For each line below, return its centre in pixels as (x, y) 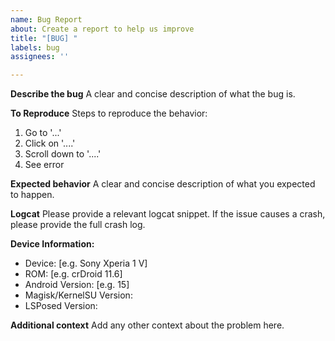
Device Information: (52, 244)
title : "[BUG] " (44, 38)
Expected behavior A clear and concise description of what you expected (163, 184)
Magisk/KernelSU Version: (78, 295)
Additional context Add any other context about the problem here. (147, 325)
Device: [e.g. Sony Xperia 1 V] (86, 263)
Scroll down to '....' (63, 154)
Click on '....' (50, 143)
